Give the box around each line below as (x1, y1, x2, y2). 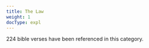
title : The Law (6, 8, 44, 15)
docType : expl (6, 19, 42, 25)
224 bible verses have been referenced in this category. (6, 36, 144, 43)
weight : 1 (6, 14, 31, 20)
